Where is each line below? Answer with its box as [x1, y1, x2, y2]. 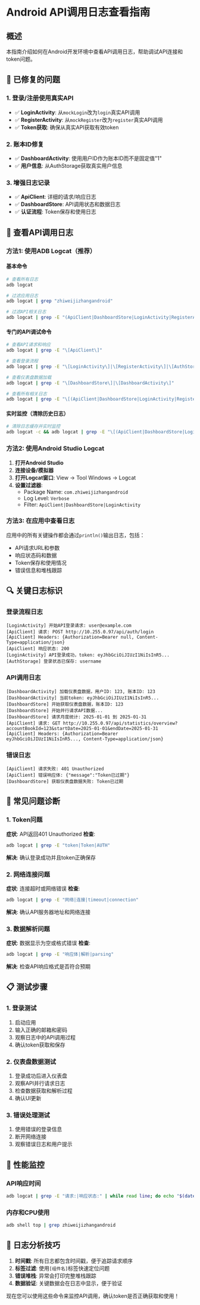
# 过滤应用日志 [6, 293, 39, 298]
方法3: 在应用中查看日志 [6, 517, 75, 525]
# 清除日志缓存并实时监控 [6, 423, 61, 430]
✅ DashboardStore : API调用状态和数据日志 [14, 201, 121, 208]
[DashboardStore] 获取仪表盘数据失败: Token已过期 [6, 778, 124, 785]
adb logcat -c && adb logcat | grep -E [6, 429, 105, 435]
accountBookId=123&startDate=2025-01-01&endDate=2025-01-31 [6, 725, 159, 731]
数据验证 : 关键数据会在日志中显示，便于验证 [14, 1279, 123, 1286]
